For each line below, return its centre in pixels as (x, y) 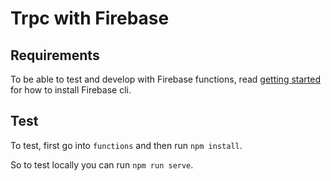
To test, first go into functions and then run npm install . (126, 145)
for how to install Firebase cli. (71, 90)
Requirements (55, 55)
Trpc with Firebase (90, 18)
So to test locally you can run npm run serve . (102, 164)
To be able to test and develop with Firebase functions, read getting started (165, 79)
